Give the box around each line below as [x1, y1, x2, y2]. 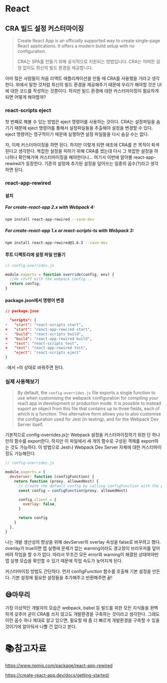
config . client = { [18, 497, 57, 502]
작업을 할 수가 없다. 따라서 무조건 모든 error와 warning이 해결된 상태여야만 [14, 551, 159, 557]
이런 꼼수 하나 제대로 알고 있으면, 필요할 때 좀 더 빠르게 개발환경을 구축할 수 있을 [5, 617, 160, 623]
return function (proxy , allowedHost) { [14, 478, 99, 484]
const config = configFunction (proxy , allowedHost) [18, 488, 128, 493]
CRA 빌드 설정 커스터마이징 [5, 24, 84, 32]
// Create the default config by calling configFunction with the [18, 483, 159, 488]
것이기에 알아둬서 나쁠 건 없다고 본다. [5, 623, 77, 629]
